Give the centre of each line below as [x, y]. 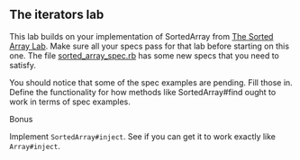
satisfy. [23, 65]
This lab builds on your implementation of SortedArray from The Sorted [141, 36]
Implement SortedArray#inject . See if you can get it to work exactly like [143, 136]
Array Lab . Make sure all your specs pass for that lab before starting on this [150, 46]
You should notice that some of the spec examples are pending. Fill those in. [151, 82]
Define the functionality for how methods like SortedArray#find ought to [143, 92]
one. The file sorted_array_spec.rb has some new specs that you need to [144, 55]
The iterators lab [57, 15]
